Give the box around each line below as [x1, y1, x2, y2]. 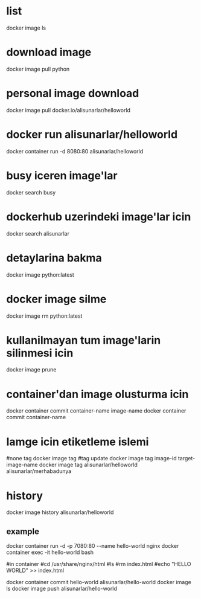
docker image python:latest [6, 271, 74, 278]
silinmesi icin [6, 346, 74, 360]
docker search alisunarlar [6, 230, 69, 237]
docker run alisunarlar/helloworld [6, 128, 178, 141]
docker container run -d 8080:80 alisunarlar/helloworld [6, 147, 144, 155]
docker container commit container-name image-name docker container [6, 407, 187, 414]
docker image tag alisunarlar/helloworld [39, 461, 138, 469]
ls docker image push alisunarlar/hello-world [6, 585, 118, 593]
